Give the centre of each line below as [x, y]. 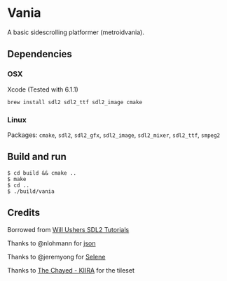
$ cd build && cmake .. [42, 173]
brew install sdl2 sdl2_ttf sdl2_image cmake [75, 102]
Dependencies [40, 54]
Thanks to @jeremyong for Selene [56, 257]
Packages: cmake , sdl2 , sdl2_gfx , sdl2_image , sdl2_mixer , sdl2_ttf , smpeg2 [114, 135]
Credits [24, 213]
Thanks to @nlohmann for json [51, 243]
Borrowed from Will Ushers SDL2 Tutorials [68, 229]
